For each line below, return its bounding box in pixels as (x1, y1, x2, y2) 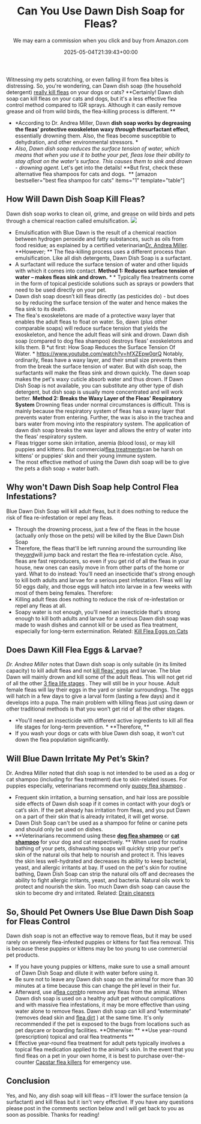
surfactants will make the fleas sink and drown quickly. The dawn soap (14, 369, 190, 376)
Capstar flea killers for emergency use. (35, 1059, 132, 1066)
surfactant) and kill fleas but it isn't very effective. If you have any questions (6, 1098, 194, 1105)
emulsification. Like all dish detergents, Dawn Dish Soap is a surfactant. (14, 254, 192, 262)
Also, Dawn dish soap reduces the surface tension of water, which (14, 145, 180, 152)
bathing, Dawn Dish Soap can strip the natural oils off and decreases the (14, 870, 195, 877)
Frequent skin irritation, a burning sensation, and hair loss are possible (14, 794, 189, 801)
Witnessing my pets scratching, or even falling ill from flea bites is (6, 76, 169, 83)
